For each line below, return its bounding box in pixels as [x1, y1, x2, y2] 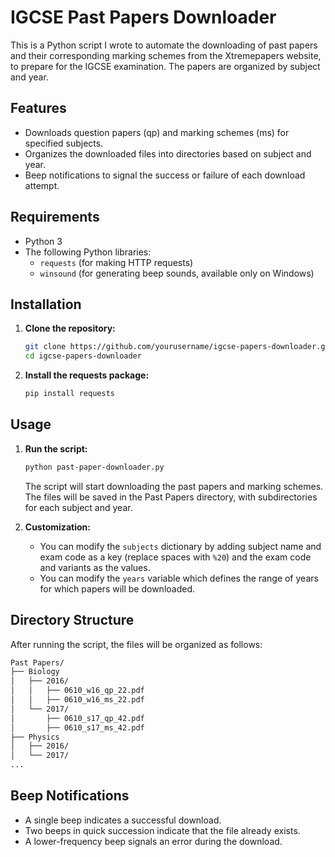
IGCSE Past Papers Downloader [10, 6, 277, 29]
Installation [10, 296, 82, 313]
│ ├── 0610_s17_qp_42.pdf [10, 713, 145, 723]
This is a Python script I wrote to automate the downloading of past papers [10, 39, 318, 51]
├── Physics [10, 732, 60, 742]
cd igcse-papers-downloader [24, 351, 142, 361]
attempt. [24, 179, 60, 191]
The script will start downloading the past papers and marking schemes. [24, 480, 324, 492]
